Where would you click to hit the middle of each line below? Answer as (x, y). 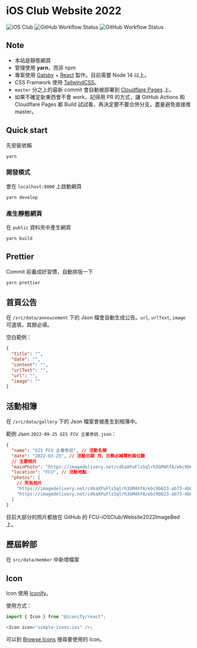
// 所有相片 (29, 483)
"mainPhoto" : (27, 467)
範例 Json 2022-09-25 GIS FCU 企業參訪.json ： (62, 434)
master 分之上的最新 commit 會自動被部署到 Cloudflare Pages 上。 (94, 90)
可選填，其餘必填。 (29, 325)
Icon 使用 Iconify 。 (29, 594)
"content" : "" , (30, 364)
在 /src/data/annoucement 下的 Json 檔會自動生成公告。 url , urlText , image (96, 318)
